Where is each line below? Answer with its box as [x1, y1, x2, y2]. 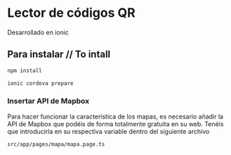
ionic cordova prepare [7, 79, 74, 87]
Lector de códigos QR [7, 5, 136, 21]
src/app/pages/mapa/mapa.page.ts [7, 140, 105, 148]
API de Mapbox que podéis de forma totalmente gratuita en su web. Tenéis [7, 119, 224, 128]
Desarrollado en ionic [7, 28, 69, 36]
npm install [7, 67, 42, 74]
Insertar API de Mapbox [7, 96, 90, 106]
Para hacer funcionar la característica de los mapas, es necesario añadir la [7, 112, 223, 121]
